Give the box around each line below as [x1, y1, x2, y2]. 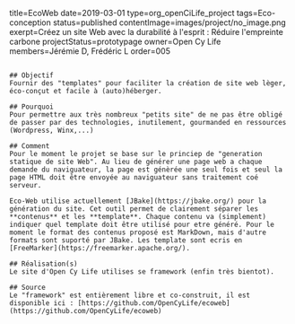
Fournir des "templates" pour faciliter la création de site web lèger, [9, 79, 287, 88]
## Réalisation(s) [9, 259, 78, 268]
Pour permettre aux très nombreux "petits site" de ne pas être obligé [9, 110, 282, 119]
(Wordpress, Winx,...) [9, 126, 94, 135]
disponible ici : [9, 299, 74, 308]
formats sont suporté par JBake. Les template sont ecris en [9, 236, 243, 245]
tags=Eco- [236, 8, 276, 18]
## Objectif [9, 71, 54, 80]
